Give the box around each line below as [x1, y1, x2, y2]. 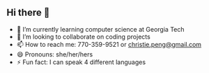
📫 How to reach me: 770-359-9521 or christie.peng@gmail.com [16, 40, 202, 48]
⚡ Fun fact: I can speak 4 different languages [16, 58, 146, 66]
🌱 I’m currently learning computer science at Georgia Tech [16, 25, 185, 33]
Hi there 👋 [6, 7, 50, 19]
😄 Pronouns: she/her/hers [16, 50, 93, 59]
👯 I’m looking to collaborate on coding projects [16, 32, 150, 41]
